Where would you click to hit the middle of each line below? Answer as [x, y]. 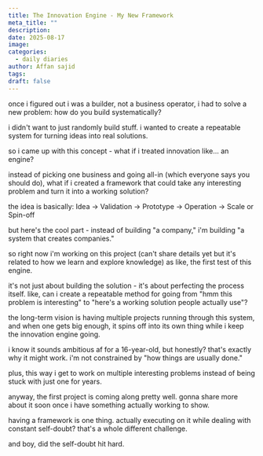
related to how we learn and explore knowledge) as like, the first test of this [130, 262]
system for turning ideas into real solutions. [78, 135]
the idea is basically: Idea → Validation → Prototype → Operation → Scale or [131, 206]
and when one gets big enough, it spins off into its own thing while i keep [126, 325]
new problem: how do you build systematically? [85, 112]
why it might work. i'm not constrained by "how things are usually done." [126, 358]
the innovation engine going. [54, 334]
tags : [17, 74]
